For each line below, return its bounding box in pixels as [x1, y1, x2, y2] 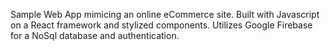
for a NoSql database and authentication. [10, 30, 180, 41]
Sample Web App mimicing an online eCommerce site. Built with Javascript [10, 9, 320, 20]
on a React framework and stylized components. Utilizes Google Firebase [10, 19, 313, 31]
